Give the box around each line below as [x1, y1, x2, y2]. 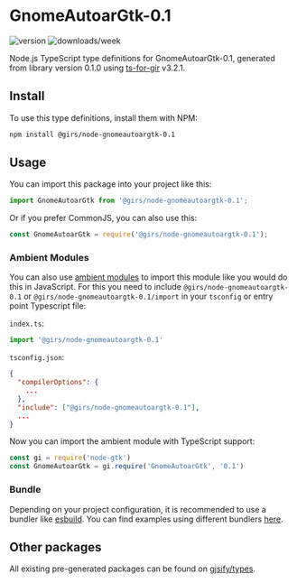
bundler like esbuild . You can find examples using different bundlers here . [9, 514, 284, 524]
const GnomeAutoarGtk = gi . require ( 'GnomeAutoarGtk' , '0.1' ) [9, 462, 245, 471]
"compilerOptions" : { [17, 378, 99, 387]
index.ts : [9, 318, 45, 329]
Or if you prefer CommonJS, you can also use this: [9, 213, 198, 224]
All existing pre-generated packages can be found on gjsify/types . [9, 563, 255, 574]
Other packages [9, 539, 102, 555]
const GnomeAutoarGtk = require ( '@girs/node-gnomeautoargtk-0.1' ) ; [9, 230, 269, 239]
